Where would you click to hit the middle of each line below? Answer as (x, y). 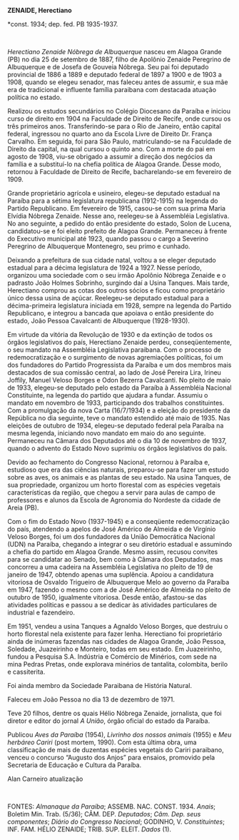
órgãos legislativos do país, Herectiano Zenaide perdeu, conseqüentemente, (119, 342)
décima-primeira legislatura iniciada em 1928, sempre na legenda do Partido (119, 305)
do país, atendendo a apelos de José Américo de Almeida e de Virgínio (112, 529)
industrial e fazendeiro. (41, 612)
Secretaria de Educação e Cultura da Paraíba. (75, 765)
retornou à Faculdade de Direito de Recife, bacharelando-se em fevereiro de (119, 172)
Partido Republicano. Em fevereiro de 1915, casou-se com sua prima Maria (117, 208)
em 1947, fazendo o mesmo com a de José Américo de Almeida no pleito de (119, 589)
